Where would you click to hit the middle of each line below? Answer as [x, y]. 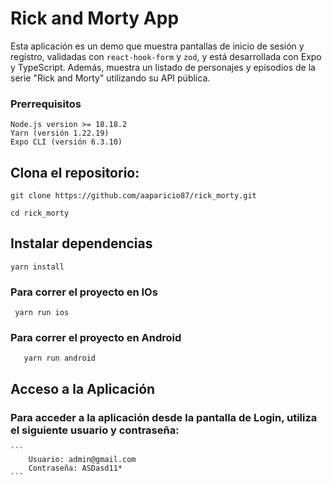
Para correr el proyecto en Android [96, 338]
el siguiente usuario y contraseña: [95, 430]
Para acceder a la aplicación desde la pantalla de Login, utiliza [164, 417]
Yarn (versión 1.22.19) [60, 133]
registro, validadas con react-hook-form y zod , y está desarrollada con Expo [166, 56]
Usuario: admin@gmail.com [82, 460]
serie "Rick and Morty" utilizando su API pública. [110, 78]
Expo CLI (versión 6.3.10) [66, 142]
